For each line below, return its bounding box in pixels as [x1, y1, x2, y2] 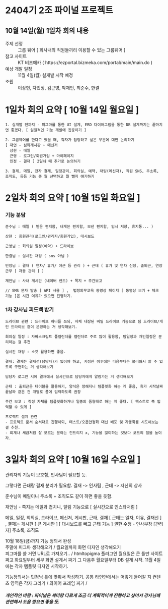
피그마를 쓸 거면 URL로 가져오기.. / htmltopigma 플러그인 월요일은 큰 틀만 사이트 [5, 550, 163, 557]
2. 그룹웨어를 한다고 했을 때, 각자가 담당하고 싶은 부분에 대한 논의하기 [5, 137, 135, 142]
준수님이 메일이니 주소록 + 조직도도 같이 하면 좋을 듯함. [5, 493, 113, 499]
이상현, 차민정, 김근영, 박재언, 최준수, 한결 [18, 85, 100, 91]
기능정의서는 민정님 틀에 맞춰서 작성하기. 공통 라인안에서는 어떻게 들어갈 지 [5, 574, 152, 580]
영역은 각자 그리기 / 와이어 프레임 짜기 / [10, 580, 88, 586]
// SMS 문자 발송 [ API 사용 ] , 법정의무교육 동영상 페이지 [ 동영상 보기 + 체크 [5, 288, 159, 293]
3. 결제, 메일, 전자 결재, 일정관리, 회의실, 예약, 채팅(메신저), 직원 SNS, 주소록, [5, 169, 159, 174]
